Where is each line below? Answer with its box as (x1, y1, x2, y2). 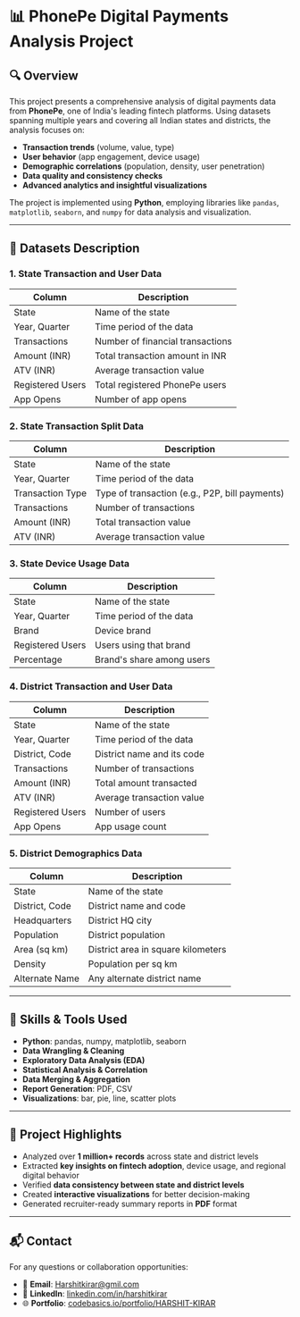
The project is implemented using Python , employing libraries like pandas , (9, 197, 279, 207)
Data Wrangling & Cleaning (21, 1045, 125, 1056)
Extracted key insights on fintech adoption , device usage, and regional (21, 1160, 287, 1170)
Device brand (95, 625, 152, 637)
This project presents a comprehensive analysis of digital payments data (9, 96, 277, 106)
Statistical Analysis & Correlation (21, 1064, 148, 1075)
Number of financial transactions (95, 335, 232, 348)
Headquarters (13, 914, 72, 927)
